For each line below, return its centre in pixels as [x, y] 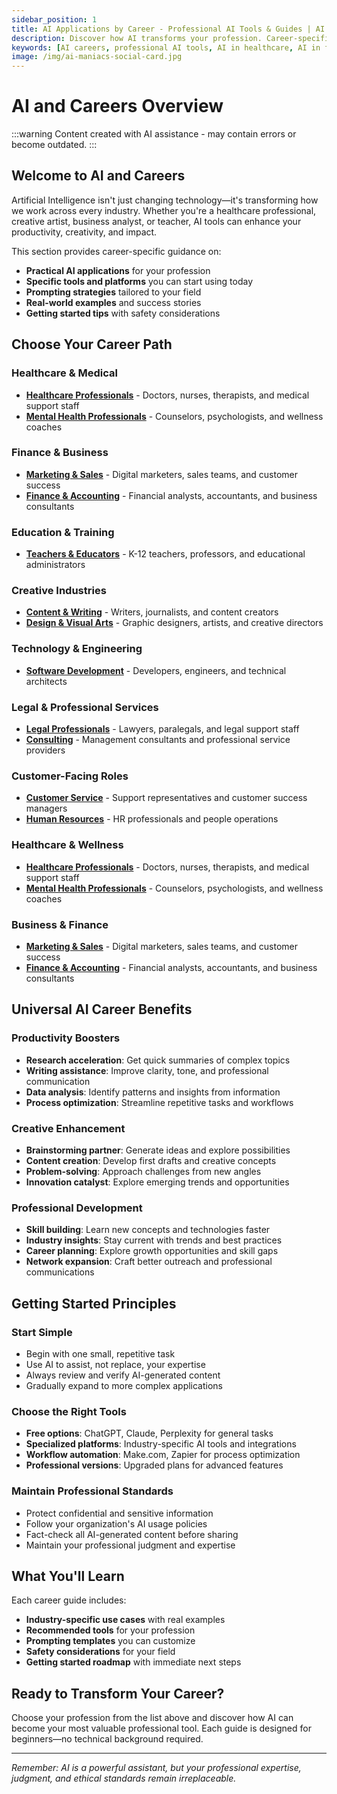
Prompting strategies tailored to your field [113, 292]
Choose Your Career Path [92, 344]
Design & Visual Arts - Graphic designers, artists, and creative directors [174, 623]
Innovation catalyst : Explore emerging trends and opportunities [157, 1182]
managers [46, 808]
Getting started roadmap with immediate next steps [133, 1662]
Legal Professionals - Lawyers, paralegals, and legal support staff [162, 729]
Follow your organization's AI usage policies [116, 1523]
